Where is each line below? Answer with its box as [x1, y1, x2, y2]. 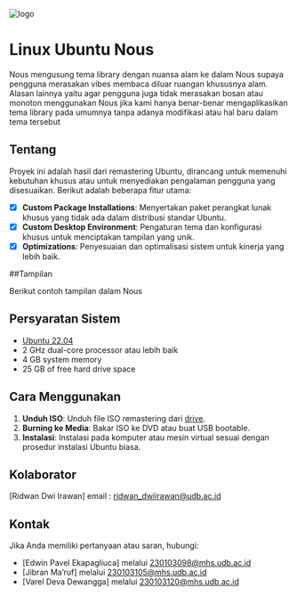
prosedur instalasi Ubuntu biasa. [21, 441, 141, 452]
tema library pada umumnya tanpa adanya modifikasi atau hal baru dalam [9, 107, 278, 118]
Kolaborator [9, 467, 77, 482]
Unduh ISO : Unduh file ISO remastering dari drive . [21, 412, 206, 423]
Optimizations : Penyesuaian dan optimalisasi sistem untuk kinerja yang [21, 241, 285, 251]
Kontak [9, 517, 51, 532]
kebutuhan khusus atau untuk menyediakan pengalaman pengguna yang [9, 175, 276, 186]
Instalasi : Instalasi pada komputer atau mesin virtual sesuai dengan [21, 432, 269, 443]
